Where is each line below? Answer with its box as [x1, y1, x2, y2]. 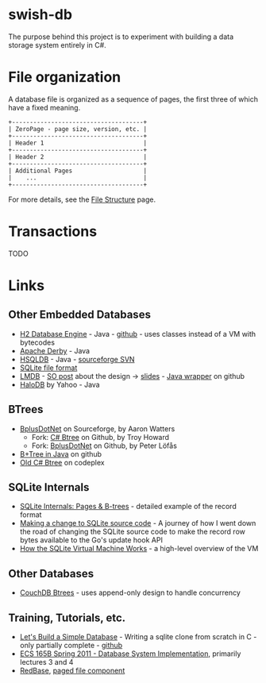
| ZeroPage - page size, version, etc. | [8, 125, 148, 133]
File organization [8, 68, 121, 87]
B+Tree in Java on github [19, 449, 102, 458]
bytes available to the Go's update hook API [19, 535, 163, 545]
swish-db [8, 6, 73, 24]
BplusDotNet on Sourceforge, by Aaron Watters [19, 423, 175, 434]
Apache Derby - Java [19, 345, 90, 355]
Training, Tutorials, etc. [8, 611, 126, 624]
